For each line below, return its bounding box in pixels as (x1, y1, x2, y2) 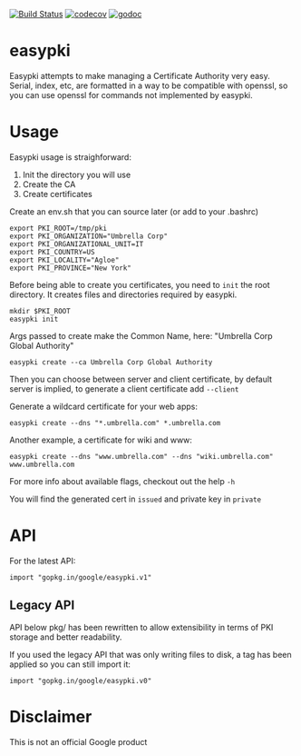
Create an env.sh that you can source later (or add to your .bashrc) (9, 205, 259, 217)
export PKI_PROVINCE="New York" (9, 264, 131, 273)
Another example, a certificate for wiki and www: (9, 434, 193, 445)
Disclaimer (9, 706, 92, 727)
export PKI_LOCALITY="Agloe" (9, 255, 120, 264)
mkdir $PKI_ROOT (9, 306, 71, 315)
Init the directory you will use (22, 169, 131, 180)
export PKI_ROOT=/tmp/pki (9, 224, 107, 233)
